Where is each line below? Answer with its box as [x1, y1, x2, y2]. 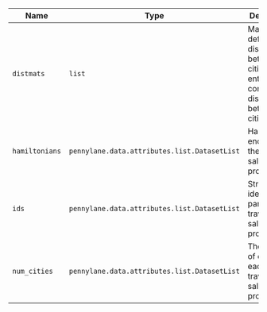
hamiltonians [12, 147, 62, 156]
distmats [12, 69, 45, 78]
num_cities [12, 267, 53, 275]
